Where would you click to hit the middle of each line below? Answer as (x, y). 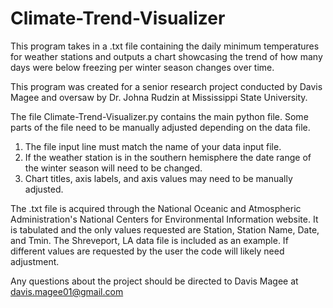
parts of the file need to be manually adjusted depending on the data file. (160, 127)
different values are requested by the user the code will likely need (147, 251)
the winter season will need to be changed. (113, 168)
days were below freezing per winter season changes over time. (142, 67)
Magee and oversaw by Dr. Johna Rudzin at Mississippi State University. (159, 97)
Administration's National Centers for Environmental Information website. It (164, 219)
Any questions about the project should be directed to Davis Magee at (154, 281)
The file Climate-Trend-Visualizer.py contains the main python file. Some (159, 116)
